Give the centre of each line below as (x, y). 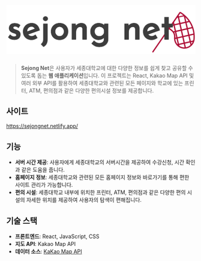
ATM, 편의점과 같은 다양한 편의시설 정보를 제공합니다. (91, 90)
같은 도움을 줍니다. (43, 170)
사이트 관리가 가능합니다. (44, 185)
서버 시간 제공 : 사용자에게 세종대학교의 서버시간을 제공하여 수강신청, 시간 (100, 162)
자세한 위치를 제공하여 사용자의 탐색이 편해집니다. (84, 200)
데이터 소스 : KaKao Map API (48, 251)
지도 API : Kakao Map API (45, 244)
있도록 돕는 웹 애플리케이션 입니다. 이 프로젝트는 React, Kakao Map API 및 (107, 75)
